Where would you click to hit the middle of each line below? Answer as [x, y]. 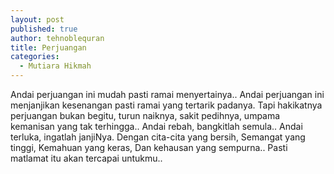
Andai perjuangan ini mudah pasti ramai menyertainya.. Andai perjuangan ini [167, 94]
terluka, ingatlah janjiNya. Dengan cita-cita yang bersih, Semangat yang [158, 137]
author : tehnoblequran [57, 38]
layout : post [37, 19]
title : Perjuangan [48, 47]
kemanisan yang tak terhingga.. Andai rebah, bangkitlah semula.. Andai [156, 126]
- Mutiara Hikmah [55, 66]
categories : [35, 57]
